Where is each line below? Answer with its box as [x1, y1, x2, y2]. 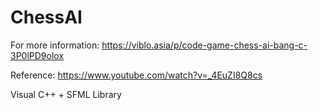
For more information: [10, 39, 100, 51]
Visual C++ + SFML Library [10, 88, 122, 100]
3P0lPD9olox [10, 49, 65, 61]
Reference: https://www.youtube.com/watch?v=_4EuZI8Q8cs [10, 69, 263, 81]
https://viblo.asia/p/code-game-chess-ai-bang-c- [101, 39, 308, 51]
